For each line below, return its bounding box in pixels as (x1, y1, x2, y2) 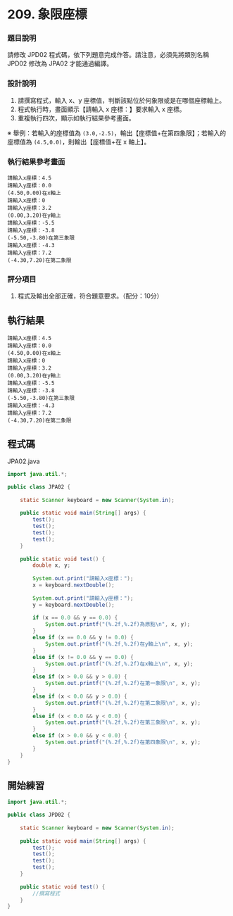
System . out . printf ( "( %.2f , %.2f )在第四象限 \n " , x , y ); (44, 739, 201, 746)
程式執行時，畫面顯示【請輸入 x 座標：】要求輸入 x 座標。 (17, 105, 186, 113)
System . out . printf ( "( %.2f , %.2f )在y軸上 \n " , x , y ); (44, 640, 194, 648)
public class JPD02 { (7, 811, 71, 819)
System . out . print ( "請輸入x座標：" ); (32, 575, 134, 582)
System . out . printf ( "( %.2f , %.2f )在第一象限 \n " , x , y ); (44, 680, 201, 687)
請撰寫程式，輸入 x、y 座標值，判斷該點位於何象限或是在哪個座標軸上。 (17, 96, 226, 104)
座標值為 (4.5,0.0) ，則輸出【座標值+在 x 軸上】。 (7, 137, 151, 146)
